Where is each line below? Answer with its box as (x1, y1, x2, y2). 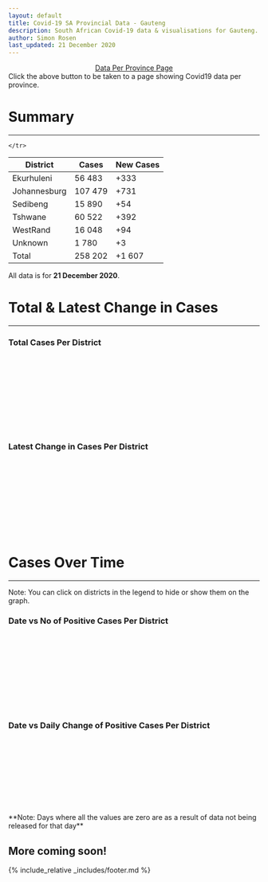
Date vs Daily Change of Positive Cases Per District (8, 719, 211, 731)
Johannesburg (12, 186, 67, 197)
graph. (8, 595, 30, 606)
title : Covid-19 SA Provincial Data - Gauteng (8, 19, 166, 27)
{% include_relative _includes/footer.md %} (8, 865, 152, 875)
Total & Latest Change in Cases (8, 299, 219, 317)
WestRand (12, 225, 51, 236)
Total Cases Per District (8, 336, 102, 347)
